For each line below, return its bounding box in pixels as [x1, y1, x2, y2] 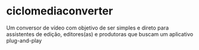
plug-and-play [6, 37, 42, 44]
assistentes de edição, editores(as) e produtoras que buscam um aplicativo [6, 30, 194, 37]
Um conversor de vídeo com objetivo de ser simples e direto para [6, 24, 169, 31]
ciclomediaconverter [6, 4, 113, 18]
